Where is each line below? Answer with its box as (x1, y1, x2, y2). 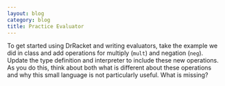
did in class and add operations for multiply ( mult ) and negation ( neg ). (7, 49, 204, 57)
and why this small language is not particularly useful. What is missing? (7, 71, 209, 79)
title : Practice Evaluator (7, 23, 84, 30)
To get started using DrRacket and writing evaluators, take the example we (7, 42, 218, 50)
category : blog (7, 17, 51, 23)
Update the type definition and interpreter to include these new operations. (7, 56, 220, 65)
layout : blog (7, 10, 45, 17)
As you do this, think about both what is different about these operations (7, 63, 212, 72)
